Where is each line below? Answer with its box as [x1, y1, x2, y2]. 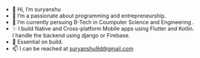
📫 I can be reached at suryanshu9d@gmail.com [12, 45, 134, 52]
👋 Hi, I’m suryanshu [12, 6, 61, 13]
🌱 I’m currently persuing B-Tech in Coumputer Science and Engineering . [12, 19, 195, 25]
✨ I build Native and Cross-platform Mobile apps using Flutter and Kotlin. [12, 25, 195, 32]
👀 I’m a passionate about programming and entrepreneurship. [12, 12, 167, 19]
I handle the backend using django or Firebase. [12, 32, 131, 39]
